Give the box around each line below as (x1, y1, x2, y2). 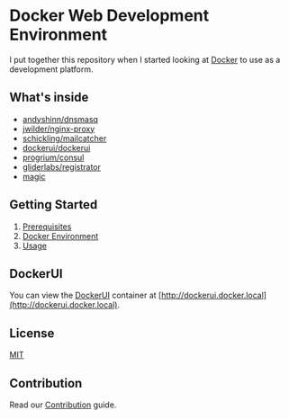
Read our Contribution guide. (9, 399, 117, 410)
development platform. (9, 64, 94, 75)
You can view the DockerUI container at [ (9, 290, 162, 301)
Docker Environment (22, 230, 99, 241)
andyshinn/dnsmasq (22, 113, 99, 124)
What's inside (9, 90, 89, 105)
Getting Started (9, 197, 98, 212)
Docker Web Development (9, 5, 210, 26)
